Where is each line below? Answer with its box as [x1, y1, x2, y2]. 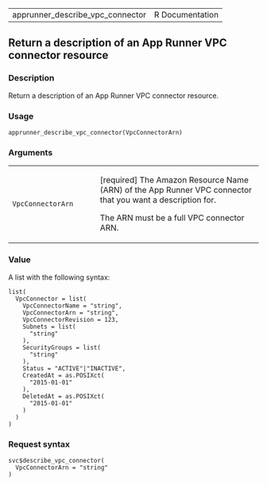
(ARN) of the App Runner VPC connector [99, 185, 252, 196]
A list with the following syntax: [8, 272, 110, 282]
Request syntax [8, 438, 70, 449]
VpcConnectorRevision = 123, [22, 315, 119, 323]
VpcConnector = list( [15, 295, 87, 303]
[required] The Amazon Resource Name [99, 174, 249, 186]
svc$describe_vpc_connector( [8, 456, 105, 464]
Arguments [8, 147, 53, 158]
